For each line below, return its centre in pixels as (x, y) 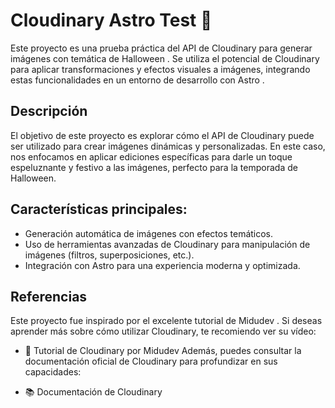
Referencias (49, 296)
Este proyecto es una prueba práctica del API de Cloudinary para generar (161, 48)
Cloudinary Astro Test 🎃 (111, 20)
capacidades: (53, 372)
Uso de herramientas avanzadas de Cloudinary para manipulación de (167, 244)
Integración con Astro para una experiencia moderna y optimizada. (162, 265)
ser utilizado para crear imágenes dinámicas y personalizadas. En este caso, (168, 146)
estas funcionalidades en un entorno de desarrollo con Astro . (137, 80)
